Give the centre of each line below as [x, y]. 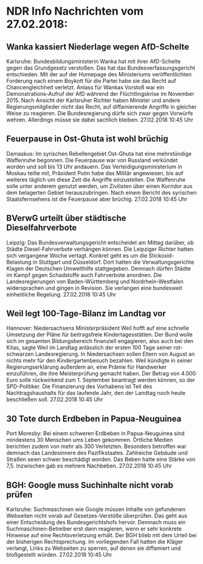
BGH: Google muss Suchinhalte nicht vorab [90, 485]
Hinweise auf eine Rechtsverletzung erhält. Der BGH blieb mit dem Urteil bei [101, 535]
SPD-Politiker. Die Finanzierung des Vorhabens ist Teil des [79, 386]
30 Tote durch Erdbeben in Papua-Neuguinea [94, 418]
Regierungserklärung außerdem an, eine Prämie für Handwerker [87, 367]
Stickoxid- [161, 255]
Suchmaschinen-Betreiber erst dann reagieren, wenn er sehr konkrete [94, 529]
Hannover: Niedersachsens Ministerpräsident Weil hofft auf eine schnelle [98, 328]
